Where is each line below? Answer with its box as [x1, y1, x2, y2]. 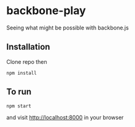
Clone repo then [6, 58, 47, 65]
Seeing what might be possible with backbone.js [6, 24, 129, 31]
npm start [6, 102, 32, 109]
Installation [6, 42, 50, 52]
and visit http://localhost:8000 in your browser [6, 114, 124, 121]
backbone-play [6, 4, 86, 18]
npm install [6, 70, 37, 76]
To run [6, 87, 32, 97]
